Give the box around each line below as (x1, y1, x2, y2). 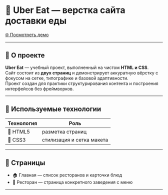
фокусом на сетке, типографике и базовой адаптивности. (5, 75, 128, 81)
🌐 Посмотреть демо (5, 31, 49, 37)
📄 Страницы (5, 158, 45, 167)
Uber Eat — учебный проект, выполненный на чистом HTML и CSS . (5, 64, 149, 70)
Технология (7, 119, 37, 126)
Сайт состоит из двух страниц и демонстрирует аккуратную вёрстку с (5, 69, 158, 75)
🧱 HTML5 (7, 128, 30, 135)
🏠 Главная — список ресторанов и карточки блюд (12, 172, 122, 178)
